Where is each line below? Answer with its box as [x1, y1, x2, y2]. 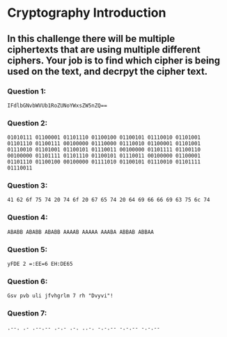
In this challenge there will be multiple [7, 33, 175, 45]
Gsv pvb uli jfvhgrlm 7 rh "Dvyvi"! [7, 292, 113, 299]
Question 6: [7, 276, 48, 286]
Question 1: [7, 86, 47, 96]
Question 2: [7, 118, 48, 128]
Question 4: [7, 213, 48, 223]
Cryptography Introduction [7, 5, 166, 21]
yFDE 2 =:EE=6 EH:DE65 [7, 260, 73, 268]
